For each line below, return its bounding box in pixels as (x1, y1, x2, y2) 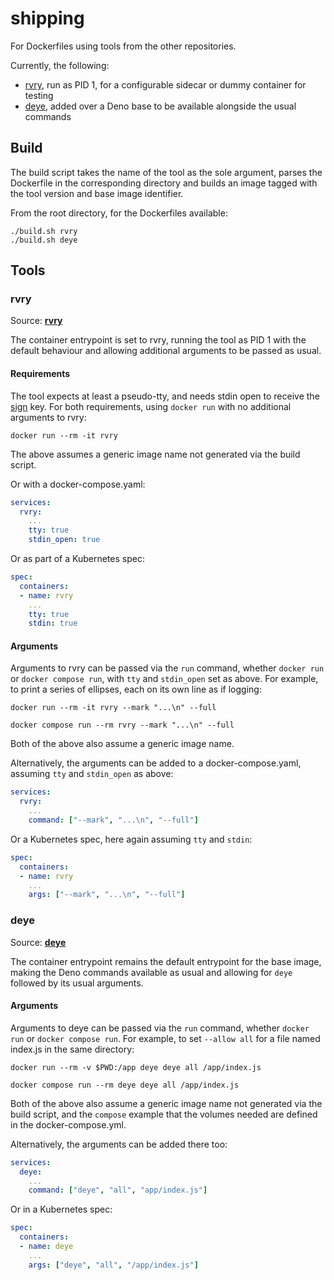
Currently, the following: (10, 59, 110, 71)
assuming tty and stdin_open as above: (10, 768, 174, 780)
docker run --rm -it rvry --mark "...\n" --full (10, 703, 217, 713)
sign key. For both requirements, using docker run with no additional (10, 400, 292, 412)
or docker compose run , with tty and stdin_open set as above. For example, (10, 673, 319, 685)
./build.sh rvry (10, 226, 78, 236)
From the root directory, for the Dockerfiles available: (10, 207, 228, 219)
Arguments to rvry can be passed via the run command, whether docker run (10, 662, 325, 674)
